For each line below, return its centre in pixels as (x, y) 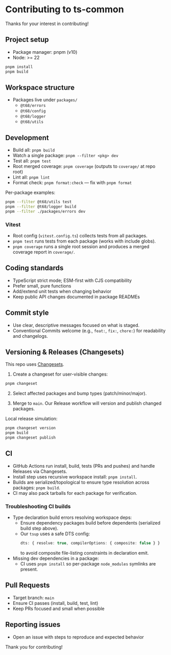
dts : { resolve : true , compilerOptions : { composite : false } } (90, 543)
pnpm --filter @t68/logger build (41, 207)
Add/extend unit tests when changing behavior (62, 291)
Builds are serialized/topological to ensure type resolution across (81, 482)
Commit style (27, 313)
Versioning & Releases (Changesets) (65, 352)
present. (29, 569)
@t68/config (33, 111)
